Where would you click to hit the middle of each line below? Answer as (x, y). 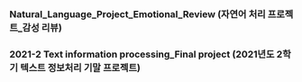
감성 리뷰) (42, 27)
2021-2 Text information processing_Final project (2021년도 (142, 54)
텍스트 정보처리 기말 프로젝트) (80, 68)
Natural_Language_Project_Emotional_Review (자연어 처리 (137, 14)
